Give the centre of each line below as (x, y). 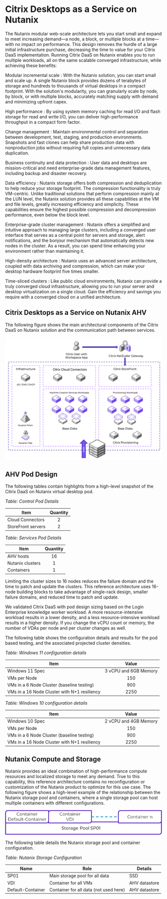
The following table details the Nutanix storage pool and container (73, 843)
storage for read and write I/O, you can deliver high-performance (72, 116)
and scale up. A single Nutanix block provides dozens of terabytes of (76, 80)
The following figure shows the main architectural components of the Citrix (82, 325)
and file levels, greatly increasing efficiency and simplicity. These (72, 204)
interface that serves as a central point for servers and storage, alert (75, 235)
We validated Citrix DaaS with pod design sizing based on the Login (75, 607)
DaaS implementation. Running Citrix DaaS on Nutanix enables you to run (80, 55)
